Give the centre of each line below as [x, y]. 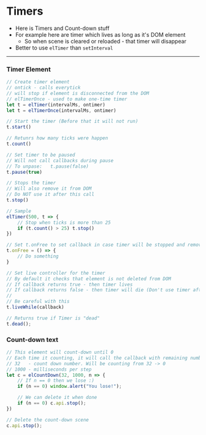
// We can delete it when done [57, 398]
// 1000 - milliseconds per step [49, 369]
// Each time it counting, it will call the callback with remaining [97, 358]
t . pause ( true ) [25, 172]
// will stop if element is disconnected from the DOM [78, 93]
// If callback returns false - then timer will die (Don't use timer [98, 290]
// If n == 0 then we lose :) [56, 381]
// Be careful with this [38, 302]
